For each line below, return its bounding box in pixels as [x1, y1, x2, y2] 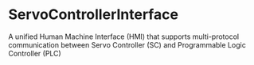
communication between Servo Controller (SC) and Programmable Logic [8, 40, 247, 49]
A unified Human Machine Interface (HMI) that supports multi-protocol [8, 32, 240, 41]
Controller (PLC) [8, 48, 61, 58]
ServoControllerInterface [8, 6, 179, 24]
